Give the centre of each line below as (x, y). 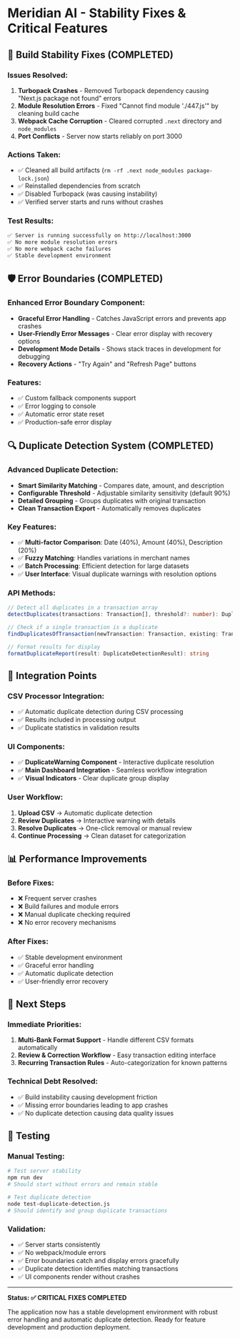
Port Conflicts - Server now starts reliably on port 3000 (100, 136)
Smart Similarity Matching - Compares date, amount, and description (121, 485)
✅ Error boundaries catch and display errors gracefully (99, 1260)
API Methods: (31, 593)
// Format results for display (54, 647)
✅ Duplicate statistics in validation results (79, 728)
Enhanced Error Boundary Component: (76, 303)
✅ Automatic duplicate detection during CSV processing (100, 712)
